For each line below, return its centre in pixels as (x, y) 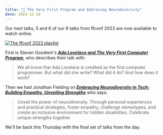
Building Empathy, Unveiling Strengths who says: (56, 92)
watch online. (19, 33)
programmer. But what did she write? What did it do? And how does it (88, 72)
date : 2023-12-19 (23, 14)
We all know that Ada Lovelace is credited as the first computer (81, 67)
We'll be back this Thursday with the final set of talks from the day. (73, 127)
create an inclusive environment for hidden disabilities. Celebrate (83, 112)
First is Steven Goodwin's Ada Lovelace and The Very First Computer (77, 53)
